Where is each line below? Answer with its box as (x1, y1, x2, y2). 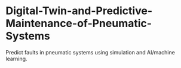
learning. (5, 55, 27, 62)
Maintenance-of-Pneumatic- (5, 17, 152, 30)
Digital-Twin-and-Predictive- (5, 4, 153, 18)
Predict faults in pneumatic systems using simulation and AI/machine (5, 48, 176, 56)
